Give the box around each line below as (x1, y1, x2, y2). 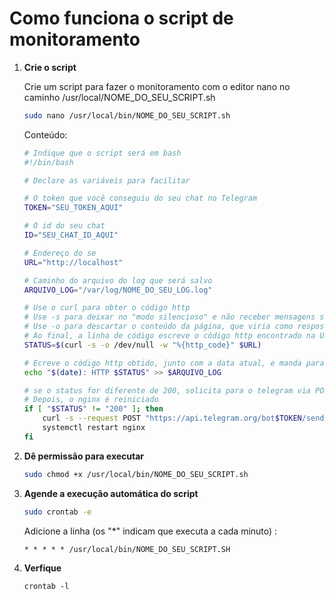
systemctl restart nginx (42, 423, 146, 433)
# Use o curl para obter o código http (23, 303, 191, 313)
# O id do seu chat (23, 221, 106, 231)
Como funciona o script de (9, 7, 234, 30)
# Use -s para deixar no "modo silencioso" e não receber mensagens (23, 312, 316, 322)
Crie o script (23, 61, 77, 73)
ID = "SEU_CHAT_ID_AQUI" (23, 230, 119, 241)
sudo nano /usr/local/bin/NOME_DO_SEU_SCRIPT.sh (23, 110, 231, 121)
